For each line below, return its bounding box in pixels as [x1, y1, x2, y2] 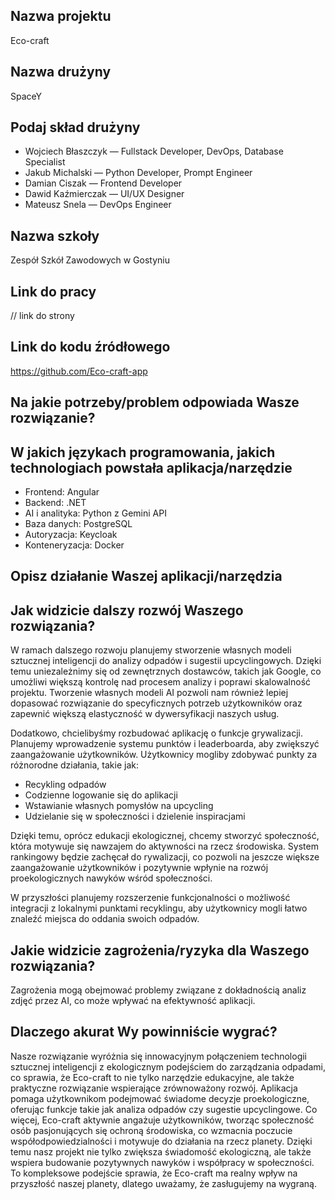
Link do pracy [10, 283, 97, 300]
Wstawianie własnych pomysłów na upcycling [24, 800, 214, 812]
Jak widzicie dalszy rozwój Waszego [10, 602, 244, 619]
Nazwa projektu [10, 8, 112, 25]
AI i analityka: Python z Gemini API [24, 507, 167, 519]
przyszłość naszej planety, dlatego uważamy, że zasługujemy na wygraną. [10, 1177, 317, 1189]
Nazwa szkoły [10, 227, 100, 244]
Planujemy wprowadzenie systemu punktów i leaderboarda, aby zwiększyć [10, 738, 320, 750]
